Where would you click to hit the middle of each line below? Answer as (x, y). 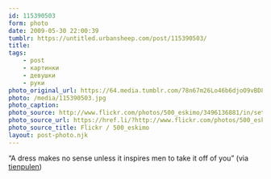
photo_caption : (34, 105)
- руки (34, 83)
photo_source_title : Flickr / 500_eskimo (79, 128)
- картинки (41, 68)
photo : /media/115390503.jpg (57, 98)
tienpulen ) (25, 166)
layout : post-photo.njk (48, 135)
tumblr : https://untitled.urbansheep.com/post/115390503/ (108, 38)
